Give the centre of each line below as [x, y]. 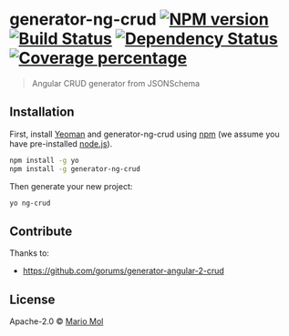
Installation [42, 112]
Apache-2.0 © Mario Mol [57, 321]
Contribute [41, 231]
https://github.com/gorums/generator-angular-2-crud [124, 271]
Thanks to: [30, 253]
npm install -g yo [44, 160]
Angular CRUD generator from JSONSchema [116, 83]
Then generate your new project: [71, 186]
